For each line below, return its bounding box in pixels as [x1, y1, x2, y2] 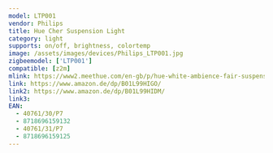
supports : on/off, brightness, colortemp [8, 42, 151, 50]
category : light [8, 34, 63, 43]
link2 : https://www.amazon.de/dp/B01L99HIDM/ [8, 87, 165, 96]
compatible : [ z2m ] [8, 65, 71, 73]
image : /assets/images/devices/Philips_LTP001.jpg [8, 49, 184, 57]
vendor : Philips [8, 19, 63, 28]
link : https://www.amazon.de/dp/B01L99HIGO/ [8, 79, 162, 87]
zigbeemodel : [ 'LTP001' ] [8, 57, 93, 66]
